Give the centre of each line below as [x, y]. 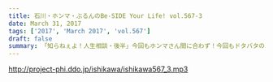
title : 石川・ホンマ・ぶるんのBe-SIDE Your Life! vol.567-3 [106, 16]
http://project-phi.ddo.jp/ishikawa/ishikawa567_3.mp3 [98, 69]
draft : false [30, 39]
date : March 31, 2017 [45, 24]
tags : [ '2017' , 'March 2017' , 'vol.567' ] [80, 31]
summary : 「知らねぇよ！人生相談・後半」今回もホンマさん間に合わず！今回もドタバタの [137, 46]
